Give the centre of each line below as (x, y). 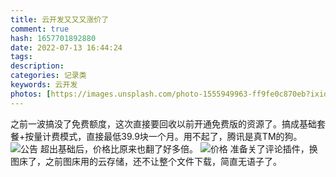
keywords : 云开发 (44, 85)
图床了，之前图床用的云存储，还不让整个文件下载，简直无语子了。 (146, 161)
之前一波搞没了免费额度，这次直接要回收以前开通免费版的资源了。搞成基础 (163, 123)
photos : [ (31, 94)
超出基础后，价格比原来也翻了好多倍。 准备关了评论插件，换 (178, 148)
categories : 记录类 (48, 76)
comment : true (40, 29)
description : (37, 66)
